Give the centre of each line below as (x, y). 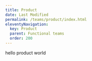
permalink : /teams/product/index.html (46, 19)
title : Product (21, 10)
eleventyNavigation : (27, 24)
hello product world (26, 53)
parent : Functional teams (37, 34)
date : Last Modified (27, 15)
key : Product (24, 29)
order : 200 (21, 39)
